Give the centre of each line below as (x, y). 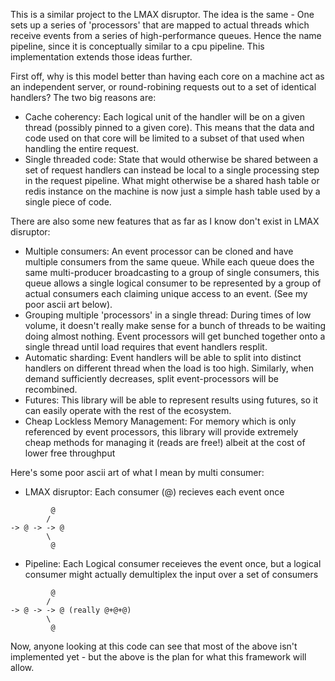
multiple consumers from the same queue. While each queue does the (169, 262)
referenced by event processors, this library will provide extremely (161, 432)
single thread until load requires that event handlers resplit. (146, 347)
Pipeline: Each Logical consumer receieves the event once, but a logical (173, 563)
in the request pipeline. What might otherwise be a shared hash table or (172, 180)
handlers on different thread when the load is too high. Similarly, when (169, 368)
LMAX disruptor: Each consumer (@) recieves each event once (154, 492)
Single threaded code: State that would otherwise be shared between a (171, 159)
